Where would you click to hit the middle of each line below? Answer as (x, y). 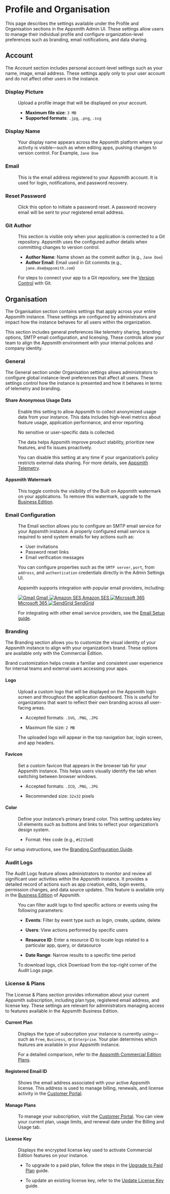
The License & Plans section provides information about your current (77, 994)
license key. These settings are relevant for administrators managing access (85, 1005)
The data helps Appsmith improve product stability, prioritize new (86, 442)
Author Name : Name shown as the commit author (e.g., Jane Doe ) (94, 257)
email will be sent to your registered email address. (71, 212)
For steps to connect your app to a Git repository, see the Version (86, 278)
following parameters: (41, 911)
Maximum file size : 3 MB (51, 113)
